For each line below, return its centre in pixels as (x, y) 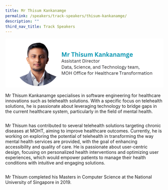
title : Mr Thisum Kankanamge (36, 11)
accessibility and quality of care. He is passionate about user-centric (76, 147)
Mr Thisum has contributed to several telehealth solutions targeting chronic (83, 126)
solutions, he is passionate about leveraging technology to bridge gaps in (81, 106)
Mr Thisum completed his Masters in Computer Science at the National (79, 177)
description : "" (22, 21)
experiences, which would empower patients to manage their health (75, 157)
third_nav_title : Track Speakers (40, 27)
